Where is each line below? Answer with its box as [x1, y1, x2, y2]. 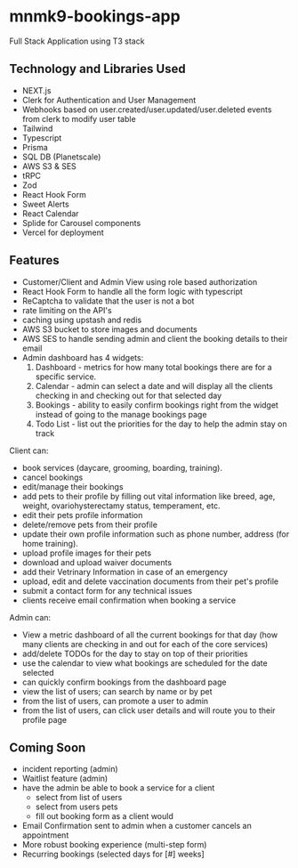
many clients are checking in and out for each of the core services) [21, 638, 269, 649]
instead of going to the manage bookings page [35, 409, 207, 419]
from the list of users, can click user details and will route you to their [21, 705, 276, 716]
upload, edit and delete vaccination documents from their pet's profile [21, 576, 278, 587]
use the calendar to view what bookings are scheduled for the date [21, 657, 269, 669]
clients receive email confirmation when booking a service [21, 595, 237, 605]
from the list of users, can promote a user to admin [21, 695, 209, 706]
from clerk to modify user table [21, 113, 136, 124]
